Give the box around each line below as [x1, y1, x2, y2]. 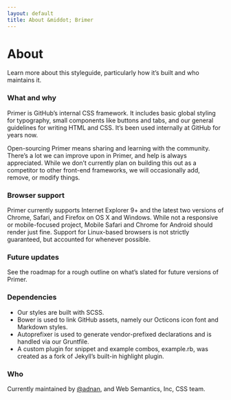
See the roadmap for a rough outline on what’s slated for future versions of [7, 268, 219, 276]
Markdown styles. [16, 322, 68, 331]
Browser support [7, 190, 65, 200]
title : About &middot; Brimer [7, 16, 94, 23]
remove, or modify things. [7, 173, 80, 181]
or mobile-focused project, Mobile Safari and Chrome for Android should [7, 221, 213, 229]
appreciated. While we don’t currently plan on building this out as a [7, 159, 197, 167]
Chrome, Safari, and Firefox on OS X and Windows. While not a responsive [7, 214, 219, 222]
